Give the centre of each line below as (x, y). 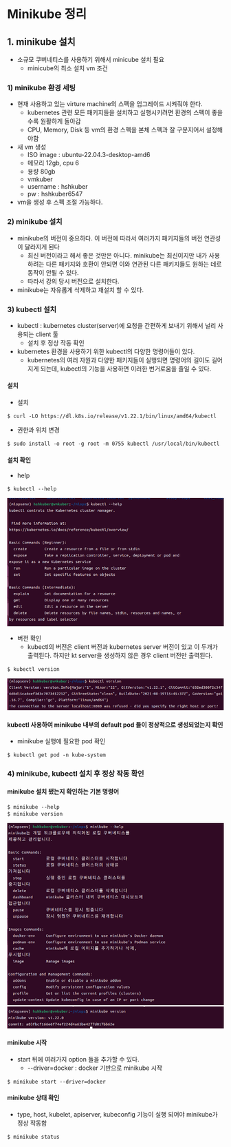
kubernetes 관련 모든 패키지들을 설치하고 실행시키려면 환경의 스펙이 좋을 (125, 113)
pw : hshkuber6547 (55, 194)
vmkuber (40, 179)
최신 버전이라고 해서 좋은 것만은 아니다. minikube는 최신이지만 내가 (117, 255)
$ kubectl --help (32, 489)
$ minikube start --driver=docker (57, 1082)
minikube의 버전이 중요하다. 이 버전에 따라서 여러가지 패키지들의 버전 (110, 238)
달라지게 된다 (42, 247)
